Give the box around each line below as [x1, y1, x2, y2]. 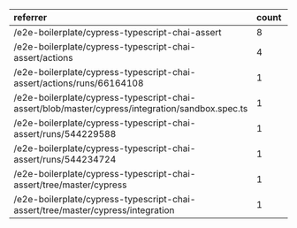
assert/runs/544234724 [13, 154, 117, 165]
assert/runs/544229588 [13, 128, 117, 140]
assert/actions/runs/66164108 [13, 77, 144, 89]
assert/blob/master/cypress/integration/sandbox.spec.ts [13, 103, 248, 114]
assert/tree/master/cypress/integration [13, 204, 175, 216]
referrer [13, 11, 48, 23]
